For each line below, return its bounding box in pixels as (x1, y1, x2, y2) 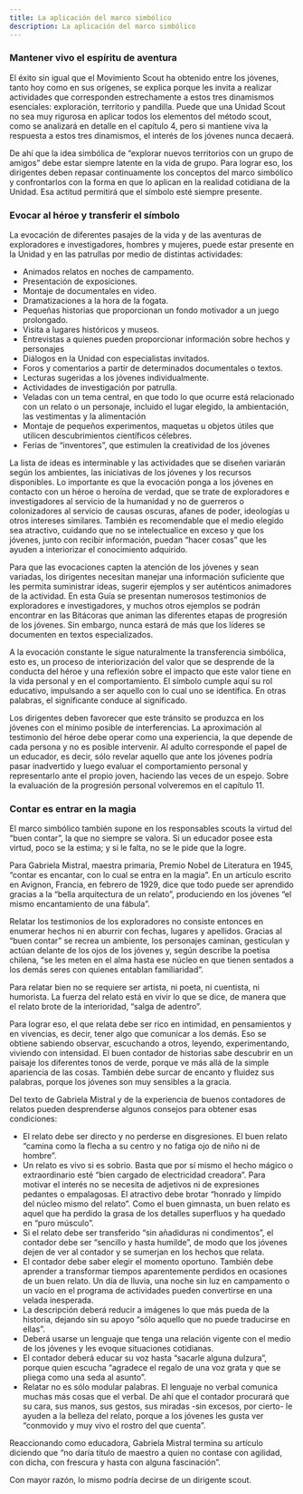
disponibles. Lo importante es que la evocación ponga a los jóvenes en (9, 477, 274, 488)
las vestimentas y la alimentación (22, 411, 147, 422)
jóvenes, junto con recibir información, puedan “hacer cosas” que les (9, 534, 267, 545)
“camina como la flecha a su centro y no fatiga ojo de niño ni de (22, 1140, 260, 1152)
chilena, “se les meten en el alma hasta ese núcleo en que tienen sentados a (9, 954, 294, 966)
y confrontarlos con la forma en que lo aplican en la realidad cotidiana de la (9, 176, 291, 187)
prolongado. (22, 315, 69, 326)
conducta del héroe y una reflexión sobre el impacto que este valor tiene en (9, 666, 292, 677)
